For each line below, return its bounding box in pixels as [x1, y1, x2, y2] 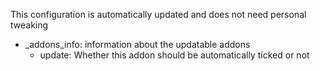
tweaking [10, 19, 49, 31]
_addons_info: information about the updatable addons [24, 39, 251, 50]
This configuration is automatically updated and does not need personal [10, 9, 307, 20]
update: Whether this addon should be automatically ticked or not [39, 49, 310, 61]
